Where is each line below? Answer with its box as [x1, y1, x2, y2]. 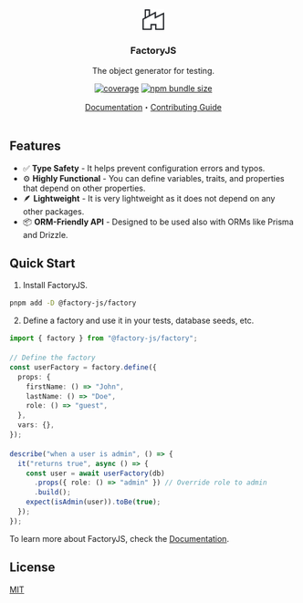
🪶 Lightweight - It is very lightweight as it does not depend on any [22, 192, 276, 203]
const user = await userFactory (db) [26, 469, 166, 478]
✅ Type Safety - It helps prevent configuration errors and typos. [22, 162, 266, 173]
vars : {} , [17, 421, 55, 430]
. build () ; [33, 488, 71, 497]
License [9, 560, 56, 576]
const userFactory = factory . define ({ [9, 362, 157, 372]
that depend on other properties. [22, 182, 146, 193]
